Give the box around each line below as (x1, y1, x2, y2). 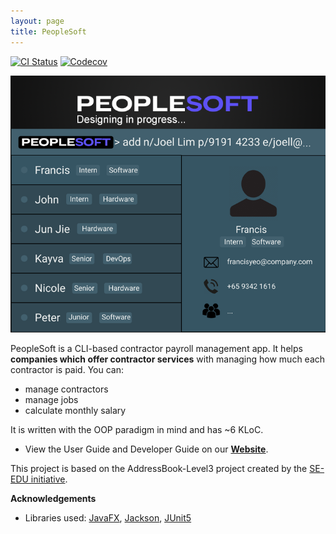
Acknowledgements (10, 493, 97, 505)
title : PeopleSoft (10, 26, 87, 37)
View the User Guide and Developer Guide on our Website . (24, 443, 269, 455)
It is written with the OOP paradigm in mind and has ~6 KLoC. (10, 424, 264, 436)
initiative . (30, 473, 68, 485)
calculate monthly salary (24, 405, 127, 417)
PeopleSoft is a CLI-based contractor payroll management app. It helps (10, 343, 303, 355)
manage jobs (24, 394, 79, 406)
